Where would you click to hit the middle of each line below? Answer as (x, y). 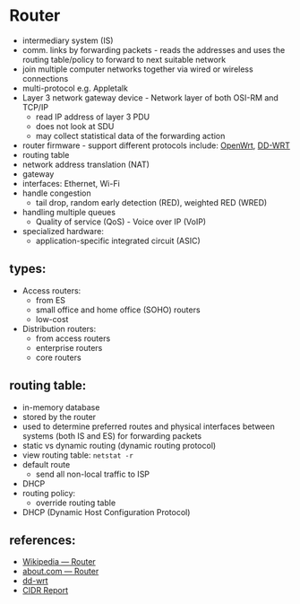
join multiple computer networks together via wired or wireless (137, 69)
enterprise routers (69, 347)
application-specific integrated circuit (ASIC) (118, 241)
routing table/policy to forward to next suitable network (124, 59)
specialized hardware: (63, 231)
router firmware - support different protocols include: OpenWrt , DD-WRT (156, 145)
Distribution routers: (59, 328)
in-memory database (61, 407)
